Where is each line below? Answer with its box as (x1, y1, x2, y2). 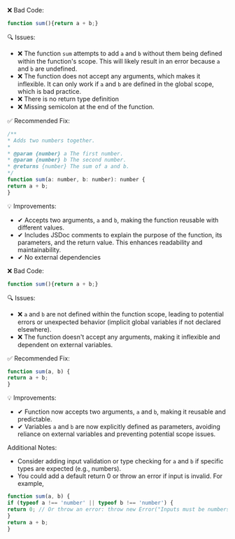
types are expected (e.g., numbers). (17, 465, 121, 473)
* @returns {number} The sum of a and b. (7, 163, 130, 170)
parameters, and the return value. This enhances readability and (17, 238, 203, 246)
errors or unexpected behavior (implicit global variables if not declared (17, 318, 222, 326)
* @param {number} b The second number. (7, 157, 127, 164)
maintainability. (17, 245, 62, 254)
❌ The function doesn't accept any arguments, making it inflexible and (17, 332, 220, 341)
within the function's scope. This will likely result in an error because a (17, 57, 220, 65)
